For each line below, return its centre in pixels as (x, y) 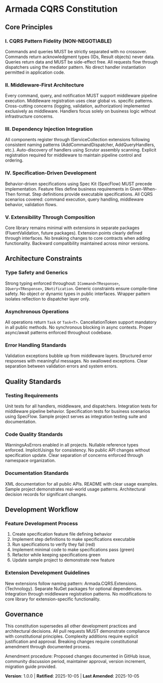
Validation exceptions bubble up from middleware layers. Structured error (79, 356)
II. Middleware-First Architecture (45, 85)
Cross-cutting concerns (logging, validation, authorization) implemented (77, 106)
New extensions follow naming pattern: (44, 583)
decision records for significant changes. (46, 494)
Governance (24, 614)
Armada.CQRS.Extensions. (111, 583)
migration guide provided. (31, 667)
